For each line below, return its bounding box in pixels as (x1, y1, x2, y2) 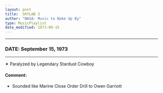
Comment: (5, 72, 27, 78)
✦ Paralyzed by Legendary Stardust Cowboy (5, 61, 95, 67)
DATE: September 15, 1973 (5, 46, 68, 52)
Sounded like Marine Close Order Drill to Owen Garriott (12, 83, 122, 89)
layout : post (5, 7, 32, 12)
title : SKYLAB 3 (5, 12, 40, 16)
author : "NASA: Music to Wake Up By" (5, 16, 81, 21)
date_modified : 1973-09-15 (5, 25, 60, 30)
